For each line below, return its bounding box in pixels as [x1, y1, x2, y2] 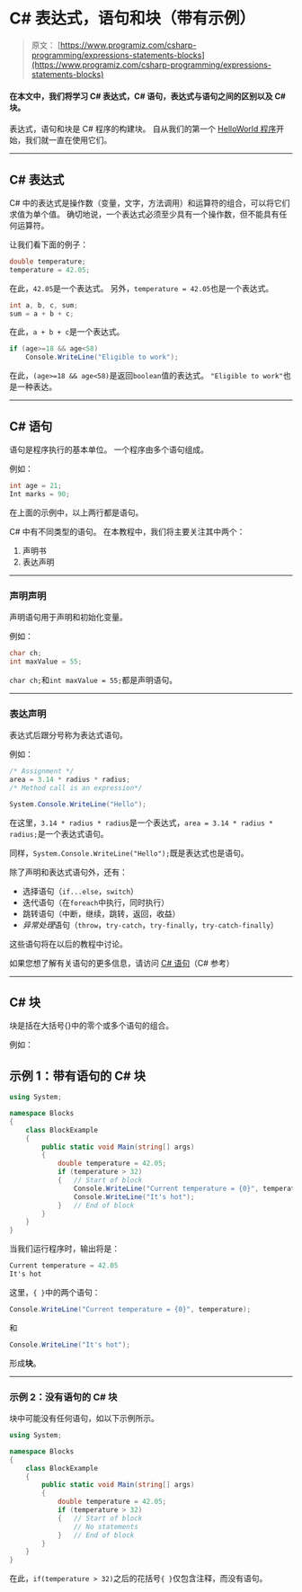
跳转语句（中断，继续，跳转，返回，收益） [22, 908, 181, 919]
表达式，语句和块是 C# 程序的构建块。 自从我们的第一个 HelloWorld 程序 [9, 123, 277, 135]
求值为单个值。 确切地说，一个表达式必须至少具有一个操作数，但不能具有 [9, 209, 280, 219]
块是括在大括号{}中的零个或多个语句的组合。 [9, 1020, 173, 1031]
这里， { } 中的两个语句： [9, 1286, 101, 1297]
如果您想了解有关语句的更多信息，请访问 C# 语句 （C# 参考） [9, 957, 235, 968]
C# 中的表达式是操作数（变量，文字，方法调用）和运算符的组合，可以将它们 [9, 197, 290, 208]
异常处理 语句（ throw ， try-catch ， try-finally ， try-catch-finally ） [22, 919, 279, 930]
